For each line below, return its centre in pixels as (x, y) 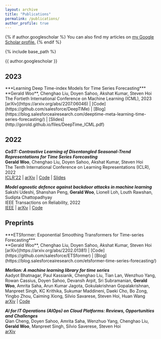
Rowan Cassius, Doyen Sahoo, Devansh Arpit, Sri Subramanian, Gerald (76, 280)
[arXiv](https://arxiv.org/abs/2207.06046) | (48, 104)
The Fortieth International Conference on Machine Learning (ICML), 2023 (78, 99)
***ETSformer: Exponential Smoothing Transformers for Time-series (75, 235)
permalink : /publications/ (32, 19)
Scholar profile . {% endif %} (33, 42)
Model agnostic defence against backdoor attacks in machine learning (79, 187)
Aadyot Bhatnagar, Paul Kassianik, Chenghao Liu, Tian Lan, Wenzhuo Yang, (80, 275)
